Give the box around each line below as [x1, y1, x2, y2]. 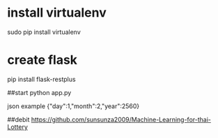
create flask [7, 52, 78, 68]
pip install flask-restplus [7, 75, 76, 83]
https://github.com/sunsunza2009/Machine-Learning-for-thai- [31, 115, 211, 123]
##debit [7, 115, 30, 123]
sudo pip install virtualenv [7, 28, 81, 36]
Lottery [7, 123, 28, 131]
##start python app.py [7, 88, 72, 96]
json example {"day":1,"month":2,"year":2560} [7, 102, 140, 110]
